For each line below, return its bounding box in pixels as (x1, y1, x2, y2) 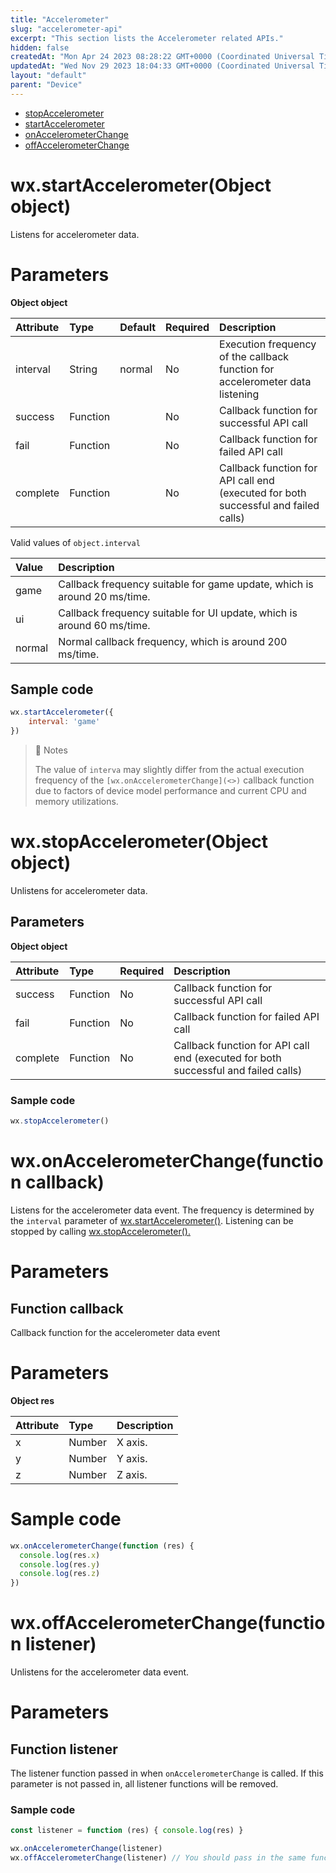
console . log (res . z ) (19, 1569, 101, 1579)
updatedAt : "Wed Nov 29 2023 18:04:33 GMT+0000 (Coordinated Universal (10, 61, 315, 71)
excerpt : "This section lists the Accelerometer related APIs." (10, 33, 284, 43)
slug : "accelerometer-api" (10, 24, 123, 34)
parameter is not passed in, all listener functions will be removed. (10, 1778, 279, 1790)
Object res (10, 1394, 55, 1406)
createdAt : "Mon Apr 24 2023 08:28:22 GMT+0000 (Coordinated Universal (10, 52, 315, 62)
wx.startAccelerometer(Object (10, 174, 272, 196)
